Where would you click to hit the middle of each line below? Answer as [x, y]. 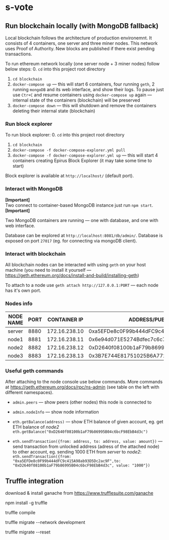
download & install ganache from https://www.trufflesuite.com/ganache [79, 493]
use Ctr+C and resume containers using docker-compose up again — [82, 95]
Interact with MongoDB [34, 189]
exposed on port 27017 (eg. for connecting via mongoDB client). [71, 241]
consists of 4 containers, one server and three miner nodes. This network [81, 43]
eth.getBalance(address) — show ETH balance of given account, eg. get [88, 422]
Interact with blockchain [35, 254]
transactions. [19, 54]
